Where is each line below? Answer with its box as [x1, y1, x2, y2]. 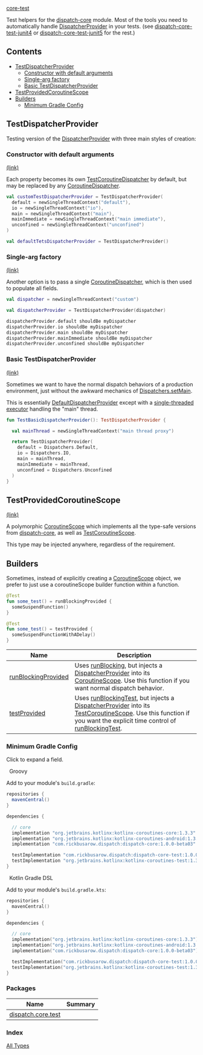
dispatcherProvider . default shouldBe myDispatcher [6, 318, 137, 324]
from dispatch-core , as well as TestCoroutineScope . [6, 529, 136, 537]
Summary [66, 1000, 95, 1008]
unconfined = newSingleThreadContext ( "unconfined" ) [11, 222, 145, 228]
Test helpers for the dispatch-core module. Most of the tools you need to [6, 16, 188, 23]
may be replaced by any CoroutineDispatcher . [6, 182, 121, 189]
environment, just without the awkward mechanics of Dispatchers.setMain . [6, 387, 193, 394]
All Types [6, 1042, 30, 1050]
